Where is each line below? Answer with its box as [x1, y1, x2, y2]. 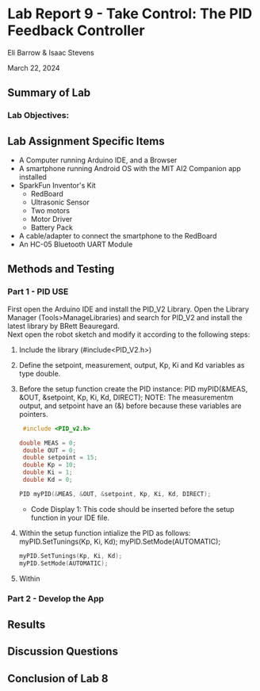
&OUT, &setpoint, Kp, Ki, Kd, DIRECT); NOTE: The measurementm [18, 392, 234, 402]
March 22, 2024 [7, 63, 60, 72]
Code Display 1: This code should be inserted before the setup [30, 504, 235, 513]
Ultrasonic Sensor [30, 197, 90, 207]
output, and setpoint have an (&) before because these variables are [18, 401, 243, 410]
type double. [18, 368, 61, 378]
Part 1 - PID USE [7, 286, 69, 297]
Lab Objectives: [7, 110, 69, 121]
